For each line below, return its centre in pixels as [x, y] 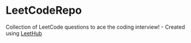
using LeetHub [24, 33]
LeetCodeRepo [44, 10]
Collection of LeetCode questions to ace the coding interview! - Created [95, 27]
